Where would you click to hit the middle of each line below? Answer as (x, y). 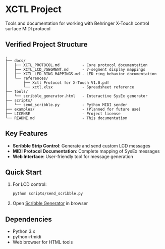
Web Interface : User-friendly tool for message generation (73, 156)
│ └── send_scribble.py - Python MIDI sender (66, 105)
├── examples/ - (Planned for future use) (73, 109)
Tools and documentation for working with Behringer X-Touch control (77, 23)
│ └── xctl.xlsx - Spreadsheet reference (70, 87)
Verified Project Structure (46, 45)
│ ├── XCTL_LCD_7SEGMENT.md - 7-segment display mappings (75, 69)
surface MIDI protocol (28, 28)
